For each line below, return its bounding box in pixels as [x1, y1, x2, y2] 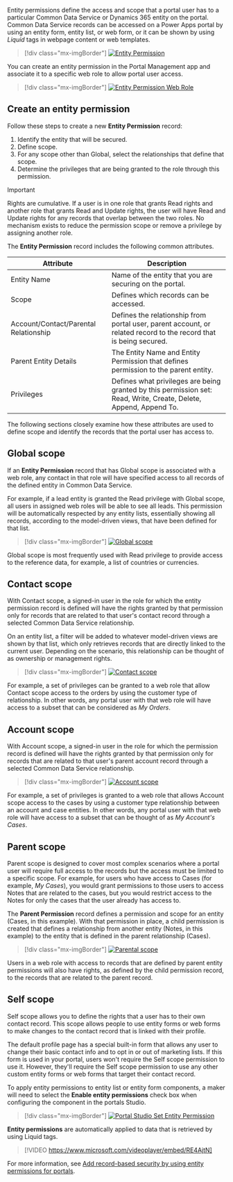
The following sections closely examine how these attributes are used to [7, 420, 214, 428]
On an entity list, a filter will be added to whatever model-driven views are [7, 632, 218, 641]
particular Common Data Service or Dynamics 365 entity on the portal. [7, 13, 209, 22]
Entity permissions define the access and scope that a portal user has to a [7, 6, 220, 14]
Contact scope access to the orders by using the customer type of [7, 689, 198, 697]
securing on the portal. [111, 279, 186, 288]
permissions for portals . [7, 1167, 76, 1175]
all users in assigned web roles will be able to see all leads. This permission [7, 502, 223, 510]
